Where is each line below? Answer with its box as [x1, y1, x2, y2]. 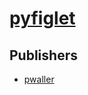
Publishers [9, 47, 78, 64]
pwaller [23, 73, 55, 85]
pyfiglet [9, 7, 76, 30]
